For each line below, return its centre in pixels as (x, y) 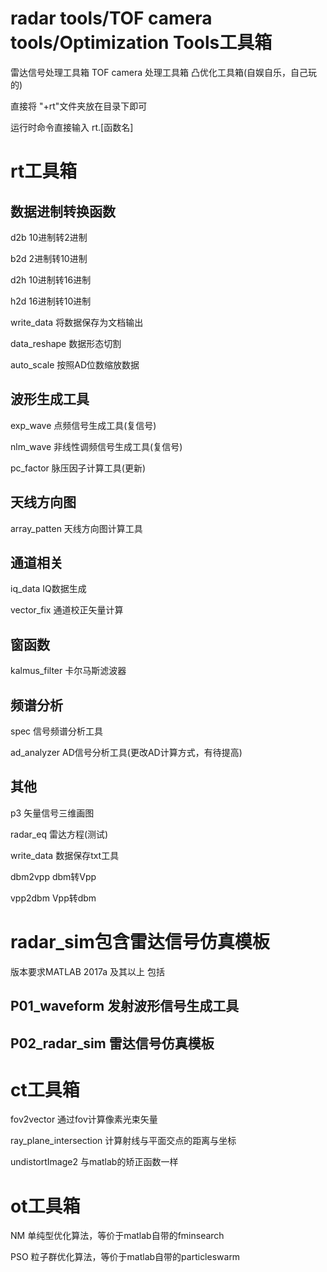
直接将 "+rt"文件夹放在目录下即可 (79, 106)
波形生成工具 (50, 399)
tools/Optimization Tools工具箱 (141, 43)
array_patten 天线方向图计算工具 (76, 528)
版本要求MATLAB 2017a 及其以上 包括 (87, 971)
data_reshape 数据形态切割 (66, 343)
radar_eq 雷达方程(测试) (59, 834)
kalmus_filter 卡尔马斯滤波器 (68, 671)
